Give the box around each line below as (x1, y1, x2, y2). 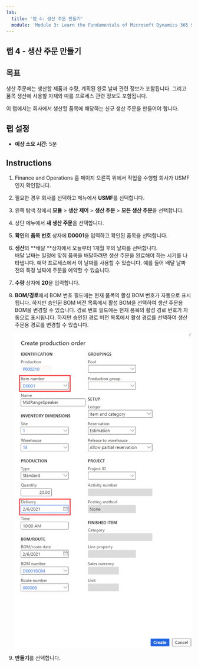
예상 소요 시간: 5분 (14, 141, 57, 148)
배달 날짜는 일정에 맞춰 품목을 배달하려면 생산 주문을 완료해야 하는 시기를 (14, 252, 181, 259)
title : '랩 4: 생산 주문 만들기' (11, 15, 84, 22)
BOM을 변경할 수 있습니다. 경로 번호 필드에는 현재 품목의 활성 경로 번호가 (14, 307, 183, 314)
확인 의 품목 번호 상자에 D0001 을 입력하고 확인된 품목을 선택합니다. (14, 232, 168, 239)
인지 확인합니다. (14, 182, 51, 189)
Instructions (6, 158, 52, 168)
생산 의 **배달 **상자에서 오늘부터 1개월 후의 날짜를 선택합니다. (14, 245, 158, 252)
